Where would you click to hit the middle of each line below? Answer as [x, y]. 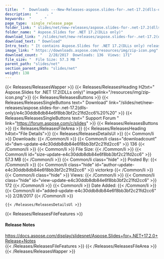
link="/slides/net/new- [132, 102]
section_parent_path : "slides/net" [41, 69]
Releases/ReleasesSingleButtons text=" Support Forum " [62, 118]
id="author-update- [115, 164]
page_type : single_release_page [39, 23]
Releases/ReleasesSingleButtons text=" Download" [57, 102]
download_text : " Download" [34, 41]
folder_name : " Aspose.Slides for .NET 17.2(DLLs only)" [64, 32]
